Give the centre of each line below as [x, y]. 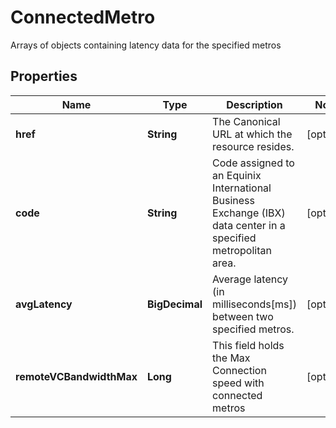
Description [254, 104]
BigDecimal [174, 304]
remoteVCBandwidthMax [76, 376]
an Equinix [237, 175]
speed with [238, 383]
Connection [239, 370]
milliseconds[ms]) [255, 304]
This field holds [248, 345]
